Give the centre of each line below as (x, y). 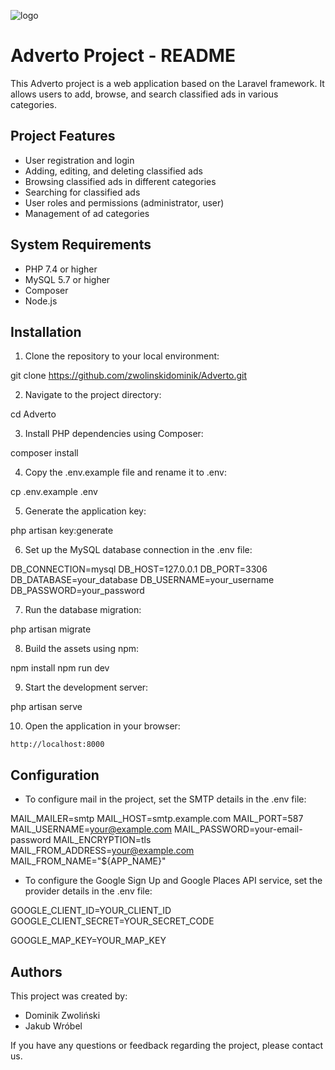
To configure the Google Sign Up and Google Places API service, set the (173, 881)
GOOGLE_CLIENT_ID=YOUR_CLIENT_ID (91, 911)
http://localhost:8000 (57, 745)
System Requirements (81, 245)
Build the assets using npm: (82, 649)
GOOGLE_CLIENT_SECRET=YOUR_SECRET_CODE (112, 921)
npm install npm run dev (60, 668)
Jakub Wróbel (53, 1026)
